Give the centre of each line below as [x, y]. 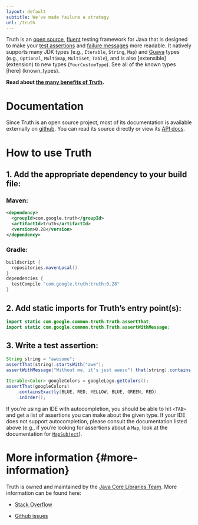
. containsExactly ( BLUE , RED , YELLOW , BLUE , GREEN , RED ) [87, 392]
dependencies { [25, 278]
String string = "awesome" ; [41, 359]
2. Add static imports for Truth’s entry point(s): [94, 308]
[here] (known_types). [33, 71]
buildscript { [24, 262]
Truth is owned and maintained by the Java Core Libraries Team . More [92, 487]
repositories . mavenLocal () [44, 268]
